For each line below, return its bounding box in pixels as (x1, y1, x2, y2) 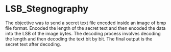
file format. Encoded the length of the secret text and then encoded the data (5, 25, 166, 31)
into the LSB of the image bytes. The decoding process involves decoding (5, 30, 161, 36)
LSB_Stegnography (5, 3, 88, 15)
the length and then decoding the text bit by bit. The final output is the (5, 36, 153, 42)
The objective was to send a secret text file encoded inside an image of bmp (5, 20, 166, 26)
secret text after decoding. (5, 41, 61, 47)
